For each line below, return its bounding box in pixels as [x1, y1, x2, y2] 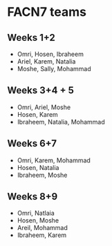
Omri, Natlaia [17, 209, 55, 218]
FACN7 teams [7, 4, 87, 20]
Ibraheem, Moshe [17, 171, 68, 179]
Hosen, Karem [17, 110, 59, 118]
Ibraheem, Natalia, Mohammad [17, 117, 105, 126]
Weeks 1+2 [7, 32, 55, 44]
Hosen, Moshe [17, 216, 59, 225]
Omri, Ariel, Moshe [17, 103, 71, 111]
